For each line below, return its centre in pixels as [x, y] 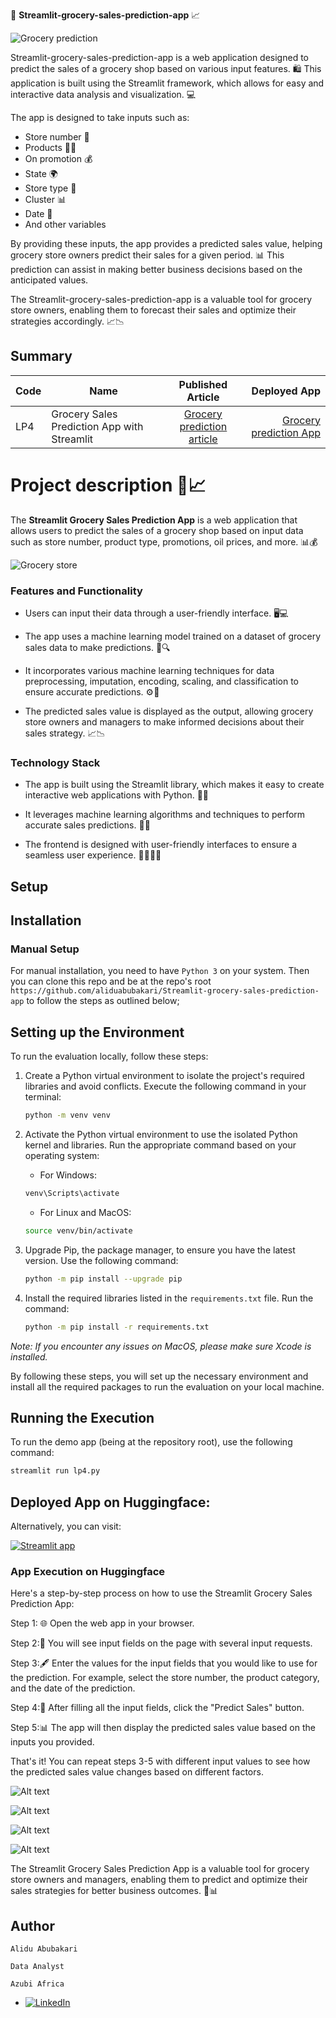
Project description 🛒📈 [108, 485]
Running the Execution [82, 1418]
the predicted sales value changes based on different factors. [137, 1772]
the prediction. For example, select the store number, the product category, [165, 1678]
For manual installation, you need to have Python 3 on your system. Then [160, 971]
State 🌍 [41, 173]
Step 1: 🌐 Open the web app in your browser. [102, 1623]
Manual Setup [45, 949]
